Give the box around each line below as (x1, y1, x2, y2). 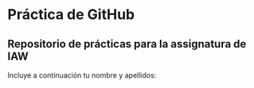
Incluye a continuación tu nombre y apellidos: (7, 71, 157, 80)
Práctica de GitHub (7, 6, 135, 24)
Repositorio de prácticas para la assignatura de (7, 37, 247, 51)
